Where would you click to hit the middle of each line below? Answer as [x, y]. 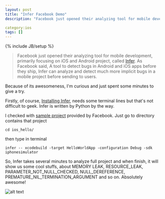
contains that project [26, 121]
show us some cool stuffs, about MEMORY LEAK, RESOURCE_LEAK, [74, 167]
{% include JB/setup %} [29, 46]
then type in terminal [26, 139]
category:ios [18, 28]
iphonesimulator [22, 152]
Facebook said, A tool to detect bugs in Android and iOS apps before [86, 66]
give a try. [15, 91]
